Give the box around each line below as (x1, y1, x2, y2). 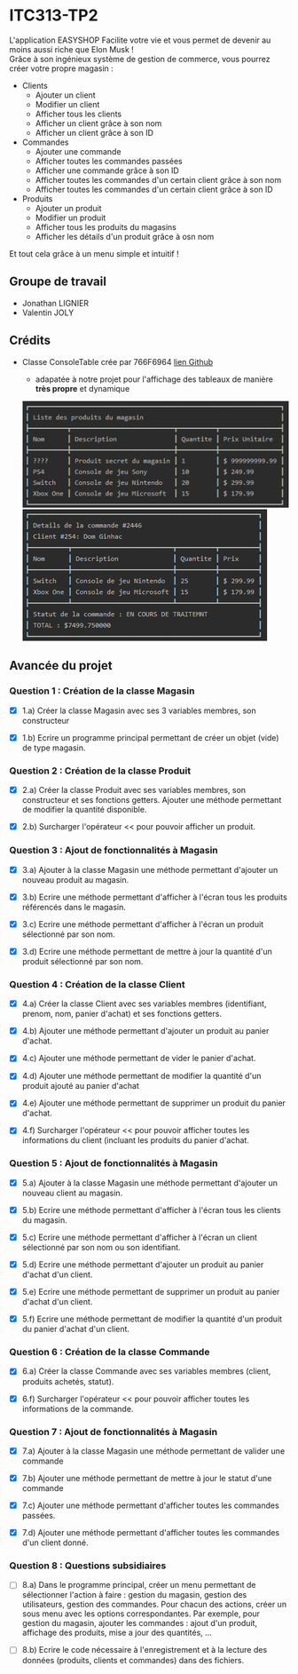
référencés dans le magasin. (21, 901, 127, 912)
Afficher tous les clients (35, 108, 122, 119)
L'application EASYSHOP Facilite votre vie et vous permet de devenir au (9, 35, 271, 45)
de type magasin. (21, 742, 86, 753)
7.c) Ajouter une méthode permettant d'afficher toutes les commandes (21, 1500, 279, 1511)
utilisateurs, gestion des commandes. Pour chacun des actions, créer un (21, 1599, 286, 1610)
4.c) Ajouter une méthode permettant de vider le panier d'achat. (21, 1053, 256, 1064)
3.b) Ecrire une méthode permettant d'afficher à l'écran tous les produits (21, 892, 288, 902)
